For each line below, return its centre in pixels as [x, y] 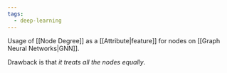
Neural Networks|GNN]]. [43, 48]
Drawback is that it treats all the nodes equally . [76, 62]
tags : [15, 14]
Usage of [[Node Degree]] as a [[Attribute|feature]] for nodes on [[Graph [114, 40]
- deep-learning [38, 21]
